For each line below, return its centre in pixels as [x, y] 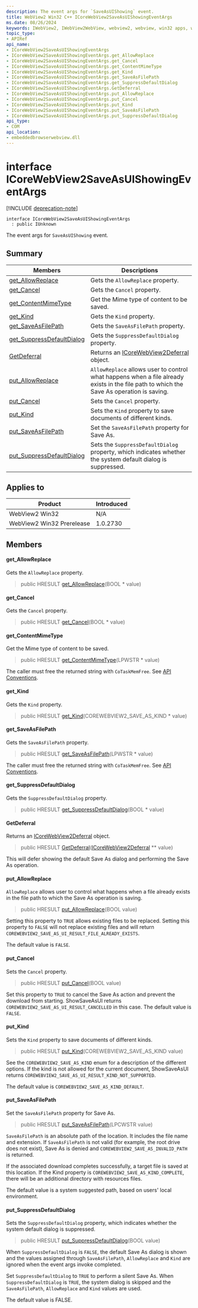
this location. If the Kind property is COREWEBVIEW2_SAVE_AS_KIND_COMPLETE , [95, 1172]
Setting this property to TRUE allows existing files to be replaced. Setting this [98, 921]
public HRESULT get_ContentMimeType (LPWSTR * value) [90, 660]
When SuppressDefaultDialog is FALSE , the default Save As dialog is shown [96, 1252]
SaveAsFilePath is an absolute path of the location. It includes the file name [97, 1136]
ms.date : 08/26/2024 [32, 22]
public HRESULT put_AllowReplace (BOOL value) [79, 910]
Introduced [112, 504]
